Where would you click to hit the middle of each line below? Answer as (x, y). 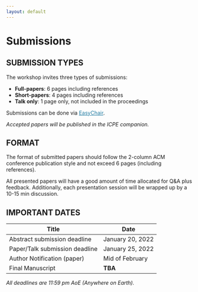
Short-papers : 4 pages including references (69, 95)
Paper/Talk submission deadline (53, 249)
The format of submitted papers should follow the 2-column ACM (86, 157)
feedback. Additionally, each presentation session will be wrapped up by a (97, 188)
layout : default (26, 12)
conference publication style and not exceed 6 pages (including (84, 163)
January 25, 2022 (129, 249)
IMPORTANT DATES (43, 212)
